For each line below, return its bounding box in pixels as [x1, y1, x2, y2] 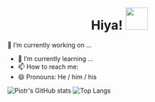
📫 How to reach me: [17, 62, 79, 71]
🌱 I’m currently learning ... [17, 54, 94, 63]
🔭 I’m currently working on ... [7, 40, 92, 49]
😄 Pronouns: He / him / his [17, 72, 97, 81]
